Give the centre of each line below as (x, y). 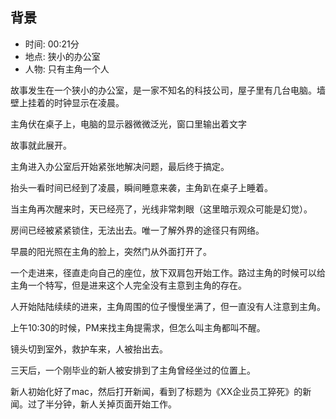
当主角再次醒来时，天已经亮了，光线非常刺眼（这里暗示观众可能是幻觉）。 (161, 209)
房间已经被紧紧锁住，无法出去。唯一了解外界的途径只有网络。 (137, 230)
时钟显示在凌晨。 (89, 102)
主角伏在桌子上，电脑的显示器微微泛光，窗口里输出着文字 (128, 124)
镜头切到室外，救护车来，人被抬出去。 (89, 349)
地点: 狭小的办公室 (62, 56)
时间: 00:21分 (52, 44)
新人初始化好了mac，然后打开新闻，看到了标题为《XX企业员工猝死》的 (156, 391)
